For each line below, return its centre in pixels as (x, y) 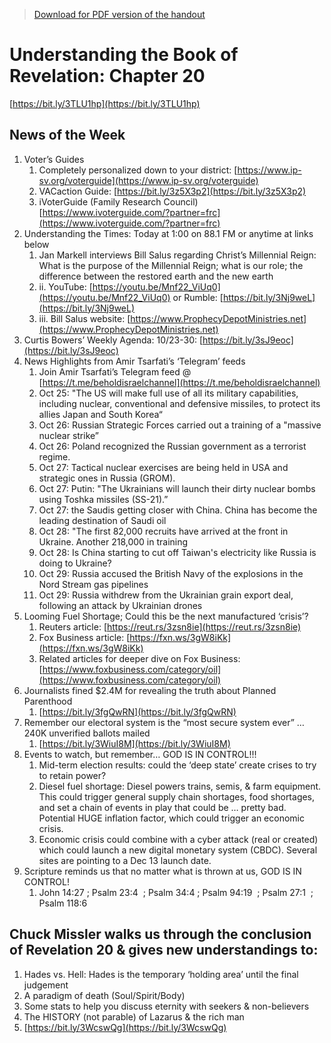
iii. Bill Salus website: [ (84, 318)
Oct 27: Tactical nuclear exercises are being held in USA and (163, 467)
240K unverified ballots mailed (87, 733)
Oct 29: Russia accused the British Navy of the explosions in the (171, 573)
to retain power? (72, 775)
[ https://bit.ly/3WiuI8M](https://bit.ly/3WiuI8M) (134, 743)
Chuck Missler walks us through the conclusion (160, 934)
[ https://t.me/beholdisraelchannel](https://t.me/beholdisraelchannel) (179, 382)
